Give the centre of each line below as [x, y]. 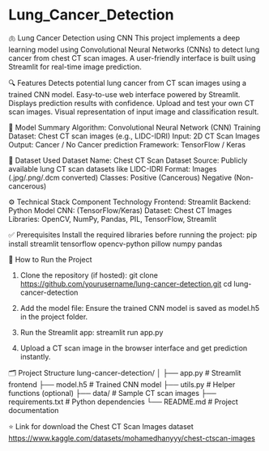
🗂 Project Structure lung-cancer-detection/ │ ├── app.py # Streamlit [125, 372]
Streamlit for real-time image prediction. [75, 66]
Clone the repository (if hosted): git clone [89, 275]
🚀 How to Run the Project [50, 259]
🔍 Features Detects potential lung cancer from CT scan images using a [128, 83]
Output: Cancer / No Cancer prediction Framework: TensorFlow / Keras [127, 144]
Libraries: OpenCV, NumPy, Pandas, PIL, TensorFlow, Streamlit [113, 219]
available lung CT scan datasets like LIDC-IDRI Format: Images [113, 168]
